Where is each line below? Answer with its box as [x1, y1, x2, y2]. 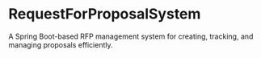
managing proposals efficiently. [8, 39, 113, 49]
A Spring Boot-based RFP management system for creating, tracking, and [8, 31, 254, 41]
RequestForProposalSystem [8, 5, 201, 23]
